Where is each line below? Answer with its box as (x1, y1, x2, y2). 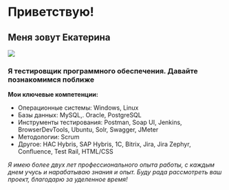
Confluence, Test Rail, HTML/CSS (17, 147, 113, 156)
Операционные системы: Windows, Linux (17, 104, 139, 112)
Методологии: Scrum (17, 133, 80, 141)
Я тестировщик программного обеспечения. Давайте (8, 66, 198, 75)
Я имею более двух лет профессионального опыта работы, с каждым (8, 161, 215, 169)
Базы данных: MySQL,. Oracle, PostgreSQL (17, 111, 142, 119)
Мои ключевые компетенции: (8, 91, 98, 99)
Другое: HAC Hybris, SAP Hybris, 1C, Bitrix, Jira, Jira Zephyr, (17, 140, 191, 148)
